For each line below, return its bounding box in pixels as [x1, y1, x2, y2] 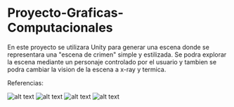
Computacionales [7, 20, 114, 36]
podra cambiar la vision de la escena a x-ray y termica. [7, 65, 167, 73]
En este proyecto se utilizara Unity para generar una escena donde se [7, 43, 209, 51]
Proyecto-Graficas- [7, 5, 124, 21]
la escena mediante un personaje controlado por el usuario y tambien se [7, 57, 216, 66]
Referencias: [7, 78, 44, 87]
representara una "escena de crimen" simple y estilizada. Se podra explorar [7, 50, 227, 59]
